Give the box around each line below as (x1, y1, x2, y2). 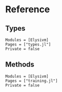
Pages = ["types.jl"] (5, 42, 51, 47)
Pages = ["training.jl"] (5, 78, 58, 83)
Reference (5, 4, 50, 15)
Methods (5, 60, 35, 69)
